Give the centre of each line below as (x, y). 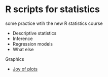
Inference (23, 38)
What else (23, 49)
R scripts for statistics (52, 9)
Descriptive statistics (34, 33)
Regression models (33, 44)
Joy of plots (25, 69)
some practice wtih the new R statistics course (54, 23)
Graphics (15, 59)
